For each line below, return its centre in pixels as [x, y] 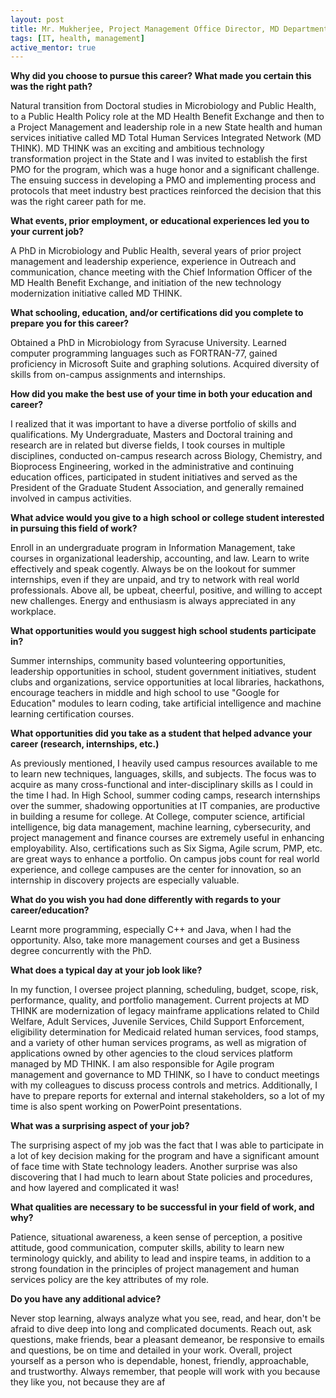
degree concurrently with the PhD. [81, 951]
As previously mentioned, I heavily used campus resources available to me [164, 763]
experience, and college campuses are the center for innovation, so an [156, 870]
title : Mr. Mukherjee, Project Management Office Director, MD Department [169, 29]
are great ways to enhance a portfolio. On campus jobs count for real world [165, 859]
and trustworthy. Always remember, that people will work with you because [165, 1372]
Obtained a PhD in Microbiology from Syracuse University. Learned [148, 343]
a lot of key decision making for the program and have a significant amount [165, 1156]
